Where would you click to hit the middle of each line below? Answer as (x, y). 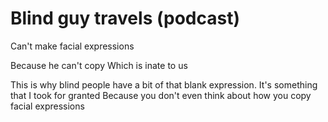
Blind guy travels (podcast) (125, 18)
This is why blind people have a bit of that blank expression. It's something (164, 84)
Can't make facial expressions (72, 46)
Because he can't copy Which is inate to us (99, 65)
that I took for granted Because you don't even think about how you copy (161, 95)
